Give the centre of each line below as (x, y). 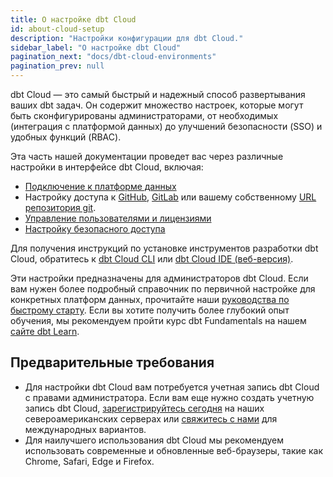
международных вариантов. (85, 429)
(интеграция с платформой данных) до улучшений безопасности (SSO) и (166, 126)
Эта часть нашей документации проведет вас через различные (147, 156)
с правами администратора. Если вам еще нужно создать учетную (169, 397)
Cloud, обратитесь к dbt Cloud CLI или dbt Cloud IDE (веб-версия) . (152, 259)
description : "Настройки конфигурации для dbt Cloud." (127, 38)
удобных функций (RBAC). (66, 137)
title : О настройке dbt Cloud (73, 19)
